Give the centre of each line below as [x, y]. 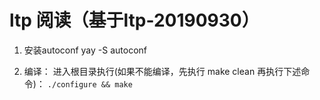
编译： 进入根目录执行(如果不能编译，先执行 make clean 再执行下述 [162, 71]
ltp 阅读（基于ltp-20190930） [134, 20]
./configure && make [90, 84]
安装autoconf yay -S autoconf [85, 50]
